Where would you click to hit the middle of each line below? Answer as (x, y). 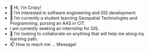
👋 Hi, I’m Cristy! (26, 8)
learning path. (24, 39)
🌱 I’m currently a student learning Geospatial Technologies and (74, 18)
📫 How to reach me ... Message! (43, 44)
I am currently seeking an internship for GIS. (54, 28)
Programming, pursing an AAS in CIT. (48, 23)
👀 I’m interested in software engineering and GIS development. (73, 13)
